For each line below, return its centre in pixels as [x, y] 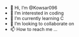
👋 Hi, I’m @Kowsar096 [34, 8]
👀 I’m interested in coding [37, 13]
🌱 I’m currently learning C [37, 18]
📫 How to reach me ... [34, 29]
